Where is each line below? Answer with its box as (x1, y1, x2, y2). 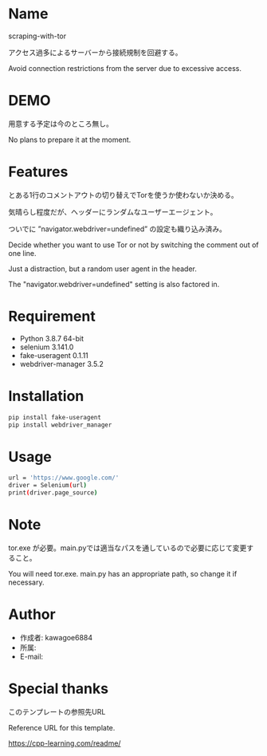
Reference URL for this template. (8, 723, 116, 732)
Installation (8, 387, 84, 405)
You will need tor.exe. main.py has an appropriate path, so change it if (8, 569, 238, 578)
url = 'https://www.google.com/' (8, 474, 120, 482)
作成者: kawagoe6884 (19, 632, 93, 642)
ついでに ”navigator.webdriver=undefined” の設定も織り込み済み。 (8, 224, 227, 234)
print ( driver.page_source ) (8, 489, 98, 497)
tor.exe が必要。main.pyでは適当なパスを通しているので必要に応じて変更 (8, 543, 247, 553)
